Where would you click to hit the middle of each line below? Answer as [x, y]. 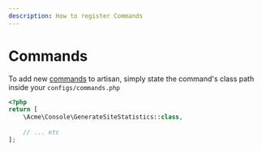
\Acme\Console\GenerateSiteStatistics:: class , [103, 117]
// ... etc [41, 132]
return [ [23, 110]
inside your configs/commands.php [64, 87]
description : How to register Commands [76, 16]
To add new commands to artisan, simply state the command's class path [131, 79]
